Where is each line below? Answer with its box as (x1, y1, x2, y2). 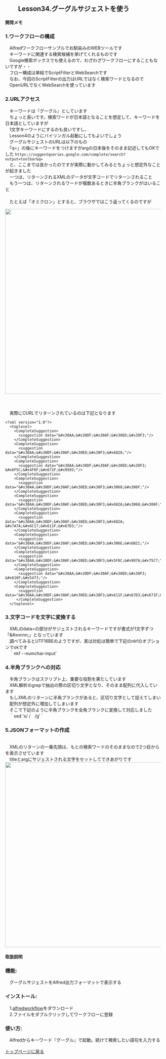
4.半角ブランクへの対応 (5, 664, 61, 670)
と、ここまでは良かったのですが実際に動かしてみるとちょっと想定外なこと (9, 161, 161, 167)
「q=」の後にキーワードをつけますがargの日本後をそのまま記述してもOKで (9, 145, 160, 151)
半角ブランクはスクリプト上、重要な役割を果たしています (9, 676, 126, 682)
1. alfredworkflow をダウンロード (9, 1005, 74, 1011)
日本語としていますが (5, 120, 48, 126)
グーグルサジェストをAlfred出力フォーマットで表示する (9, 980, 122, 985)
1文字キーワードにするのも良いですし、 (9, 126, 89, 132)
